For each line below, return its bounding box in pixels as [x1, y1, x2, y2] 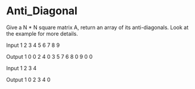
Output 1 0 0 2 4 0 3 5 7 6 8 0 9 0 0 [6, 53, 93, 60]
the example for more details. [6, 30, 79, 37]
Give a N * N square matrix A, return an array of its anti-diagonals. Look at [6, 24, 189, 31]
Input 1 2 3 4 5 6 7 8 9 [6, 42, 60, 49]
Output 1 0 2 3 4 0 [6, 76, 51, 83]
